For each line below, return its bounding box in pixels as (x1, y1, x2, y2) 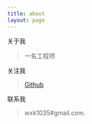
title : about (7, 10, 45, 17)
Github (24, 80, 44, 88)
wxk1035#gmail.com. (24, 109, 86, 117)
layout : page (7, 17, 45, 24)
